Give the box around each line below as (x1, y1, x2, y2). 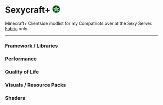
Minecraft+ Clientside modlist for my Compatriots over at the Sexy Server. (5, 20, 153, 26)
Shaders (5, 94, 26, 101)
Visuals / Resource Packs (5, 81, 66, 88)
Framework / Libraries (5, 42, 58, 49)
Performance (5, 55, 37, 62)
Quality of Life (5, 68, 39, 75)
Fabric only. (5, 25, 29, 31)
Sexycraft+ (5, 4, 51, 16)
